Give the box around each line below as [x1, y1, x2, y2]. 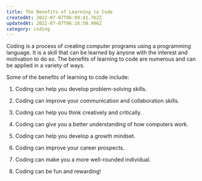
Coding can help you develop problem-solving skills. [15, 86, 147, 93]
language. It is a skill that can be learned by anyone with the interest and [6, 49, 188, 56]
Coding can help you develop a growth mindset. [15, 132, 136, 140]
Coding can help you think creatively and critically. [15, 109, 142, 116]
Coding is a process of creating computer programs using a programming [6, 43, 192, 50]
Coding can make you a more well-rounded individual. [15, 156, 151, 163]
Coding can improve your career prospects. [15, 144, 125, 152]
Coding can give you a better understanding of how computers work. [15, 121, 189, 128]
